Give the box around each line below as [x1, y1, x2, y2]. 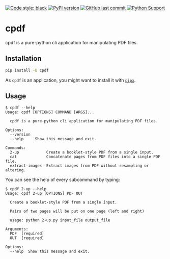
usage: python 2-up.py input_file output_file [10, 218, 110, 223]
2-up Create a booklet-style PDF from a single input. [10, 150, 154, 155]
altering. [5, 168, 26, 173]
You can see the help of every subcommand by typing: [5, 176, 121, 183]
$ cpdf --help [5, 105, 36, 111]
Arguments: [5, 227, 29, 232]
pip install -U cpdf [5, 68, 49, 73]
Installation [5, 54, 42, 63]
